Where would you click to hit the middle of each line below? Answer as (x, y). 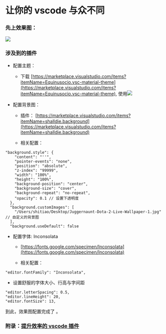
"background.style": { (29, 152)
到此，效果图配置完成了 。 (33, 311)
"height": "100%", (34, 179)
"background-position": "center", (51, 184)
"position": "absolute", (41, 166)
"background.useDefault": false (45, 226)
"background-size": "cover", (46, 188)
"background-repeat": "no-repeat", (53, 193)
